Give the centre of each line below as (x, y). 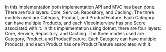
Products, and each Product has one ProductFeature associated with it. (78, 44)
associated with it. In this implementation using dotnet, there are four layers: (83, 28)
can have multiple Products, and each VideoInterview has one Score (75, 23)
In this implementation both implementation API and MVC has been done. (80, 7)
